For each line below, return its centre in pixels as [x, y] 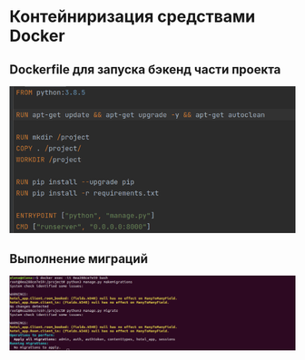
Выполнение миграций [79, 259]
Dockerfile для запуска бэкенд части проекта [145, 69]
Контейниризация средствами [133, 17]
